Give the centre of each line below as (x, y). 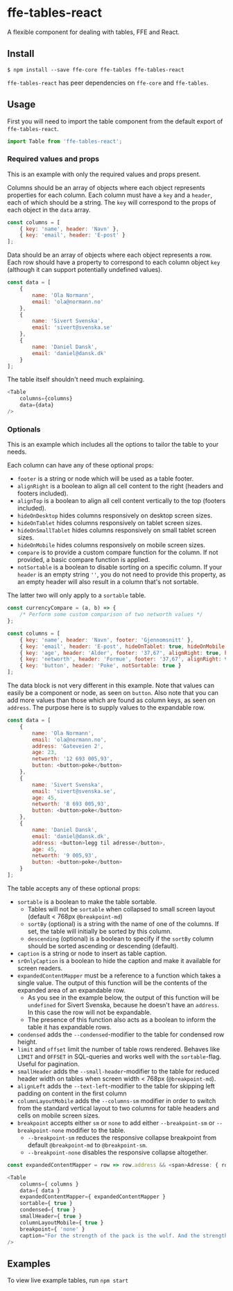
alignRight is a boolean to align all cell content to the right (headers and (120, 486)
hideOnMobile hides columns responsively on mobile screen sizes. (111, 545)
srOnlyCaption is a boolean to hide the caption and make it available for (119, 960)
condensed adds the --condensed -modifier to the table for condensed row (121, 1034)
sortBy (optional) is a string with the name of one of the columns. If (123, 923)
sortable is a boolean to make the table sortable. (87, 901)
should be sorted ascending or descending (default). (103, 946)
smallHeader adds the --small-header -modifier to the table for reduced (118, 1071)
